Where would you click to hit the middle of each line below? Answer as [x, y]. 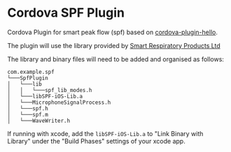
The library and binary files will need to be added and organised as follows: [115, 59]
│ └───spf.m [28, 114]
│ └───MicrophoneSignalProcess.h [59, 102]
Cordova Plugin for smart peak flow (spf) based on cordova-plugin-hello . [113, 32]
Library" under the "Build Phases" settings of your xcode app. [96, 141]
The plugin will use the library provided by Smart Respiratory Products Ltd [114, 45]
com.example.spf [31, 72]
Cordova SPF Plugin [66, 13]
